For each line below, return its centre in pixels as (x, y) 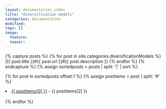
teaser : (18, 42)
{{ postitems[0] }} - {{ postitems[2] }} (50, 91)
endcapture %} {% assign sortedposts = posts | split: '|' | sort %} (72, 66)
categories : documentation (33, 19)
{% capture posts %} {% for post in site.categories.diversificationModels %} (83, 56)
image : (12, 33)
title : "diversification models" (40, 14)
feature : (19, 38)
